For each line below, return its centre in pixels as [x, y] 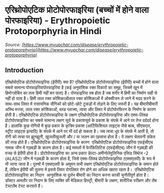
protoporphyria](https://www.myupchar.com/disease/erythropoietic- [74, 50]
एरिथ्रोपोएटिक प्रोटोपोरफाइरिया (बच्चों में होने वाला [77, 10]
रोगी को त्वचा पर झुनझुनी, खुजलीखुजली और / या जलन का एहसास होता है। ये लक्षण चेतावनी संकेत [80, 137]
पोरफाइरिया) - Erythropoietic [58, 21]
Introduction [24, 70]
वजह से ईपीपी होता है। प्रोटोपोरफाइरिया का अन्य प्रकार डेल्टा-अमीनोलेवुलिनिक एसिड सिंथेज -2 [77, 153]
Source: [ [14, 44]
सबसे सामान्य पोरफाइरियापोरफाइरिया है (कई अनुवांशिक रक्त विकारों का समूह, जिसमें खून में [74, 88]
